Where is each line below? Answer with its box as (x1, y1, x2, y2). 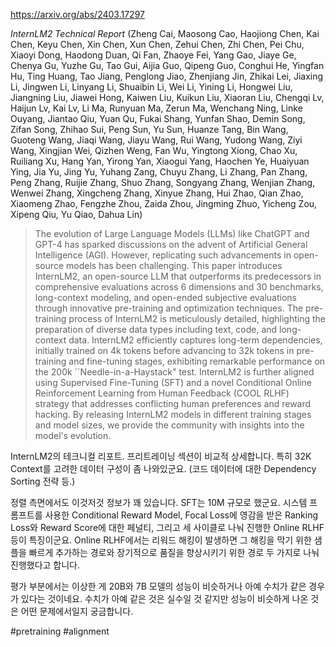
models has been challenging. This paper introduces (65, 260, 283, 271)
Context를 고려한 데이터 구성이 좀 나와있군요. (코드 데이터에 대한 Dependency (10, 463, 317, 474)
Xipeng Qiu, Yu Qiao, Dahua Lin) (10, 209, 143, 220)
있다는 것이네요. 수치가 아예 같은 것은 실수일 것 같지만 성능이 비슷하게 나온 (20, 593, 309, 604)
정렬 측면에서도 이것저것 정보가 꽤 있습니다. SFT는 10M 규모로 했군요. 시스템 (10, 497, 308, 508)
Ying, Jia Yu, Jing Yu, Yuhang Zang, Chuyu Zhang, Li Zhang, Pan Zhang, (10, 166, 308, 178)
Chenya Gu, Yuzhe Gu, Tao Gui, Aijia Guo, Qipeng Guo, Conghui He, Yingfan (10, 60, 325, 71)
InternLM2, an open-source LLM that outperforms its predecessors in (34, 270, 322, 282)
